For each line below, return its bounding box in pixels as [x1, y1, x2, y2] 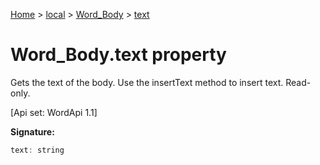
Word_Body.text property [10, 44, 227, 66]
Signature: [10, 125, 55, 138]
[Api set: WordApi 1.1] [10, 106, 98, 118]
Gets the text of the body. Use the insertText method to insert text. [10, 76, 284, 88]
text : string [10, 145, 65, 155]
